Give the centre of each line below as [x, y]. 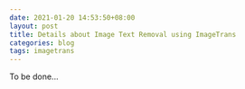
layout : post [34, 26]
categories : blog [42, 43]
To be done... [34, 76]
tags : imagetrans [42, 51]
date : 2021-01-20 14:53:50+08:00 [72, 18]
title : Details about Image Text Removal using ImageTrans [123, 34]
